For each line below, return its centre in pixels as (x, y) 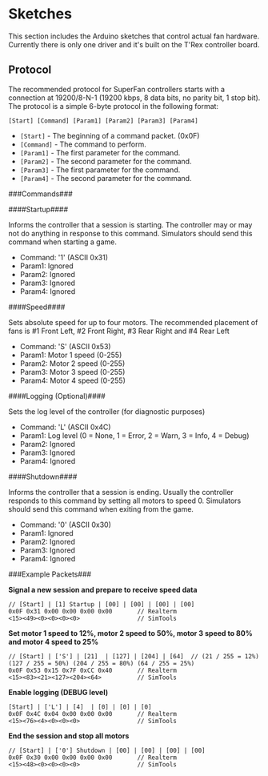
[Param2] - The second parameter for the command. (106, 161)
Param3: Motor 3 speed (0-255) (72, 372)
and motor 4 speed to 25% (53, 641)
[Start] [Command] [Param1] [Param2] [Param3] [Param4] (103, 121)
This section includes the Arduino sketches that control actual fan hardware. (134, 36)
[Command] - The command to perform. (83, 144)
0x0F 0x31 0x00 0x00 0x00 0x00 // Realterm (93, 611)
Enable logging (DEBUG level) (58, 692)
